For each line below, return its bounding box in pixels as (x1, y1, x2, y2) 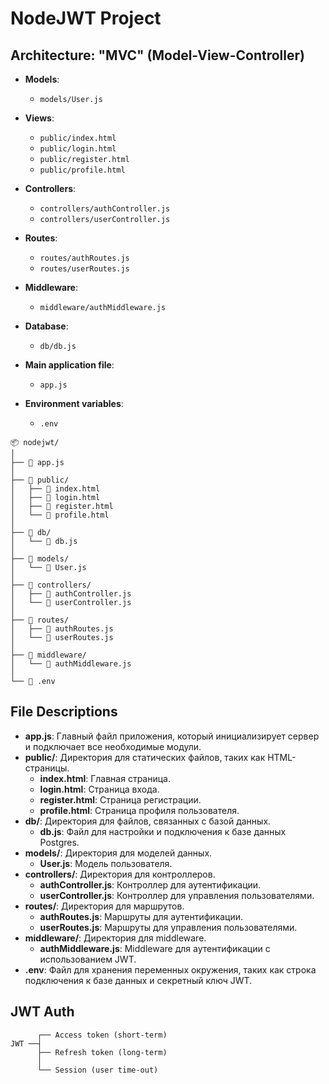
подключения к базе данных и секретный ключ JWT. (24, 974, 253, 986)
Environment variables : (24, 398, 124, 409)
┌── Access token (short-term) (36, 1030, 168, 1040)
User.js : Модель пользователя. (39, 857, 173, 869)
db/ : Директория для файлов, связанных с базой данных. (24, 815, 272, 827)
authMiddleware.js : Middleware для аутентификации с (39, 942, 271, 954)
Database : (24, 320, 69, 332)
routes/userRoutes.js (39, 264, 130, 274)
